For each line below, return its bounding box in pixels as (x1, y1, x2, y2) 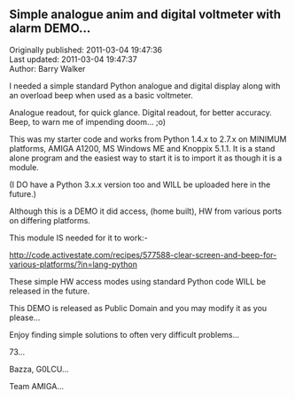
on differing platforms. (9, 215, 91, 225)
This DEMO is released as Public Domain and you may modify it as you (9, 302, 268, 313)
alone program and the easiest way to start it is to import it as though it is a (9, 153, 283, 163)
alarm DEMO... (9, 21, 91, 36)
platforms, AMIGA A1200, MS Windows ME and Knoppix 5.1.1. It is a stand (9, 143, 276, 153)
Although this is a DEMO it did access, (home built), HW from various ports (9, 206, 282, 216)
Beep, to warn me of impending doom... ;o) (9, 116, 167, 127)
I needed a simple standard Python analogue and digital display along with (9, 80, 281, 91)
